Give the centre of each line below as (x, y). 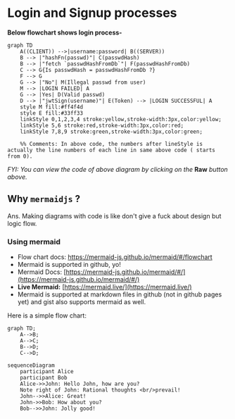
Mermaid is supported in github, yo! (69, 265)
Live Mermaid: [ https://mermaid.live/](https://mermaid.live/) (104, 287)
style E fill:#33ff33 (51, 113)
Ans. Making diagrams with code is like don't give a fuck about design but (114, 215)
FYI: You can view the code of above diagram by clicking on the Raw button (118, 169)
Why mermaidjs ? (44, 199)
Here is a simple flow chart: (47, 315)
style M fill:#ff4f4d (51, 107)
